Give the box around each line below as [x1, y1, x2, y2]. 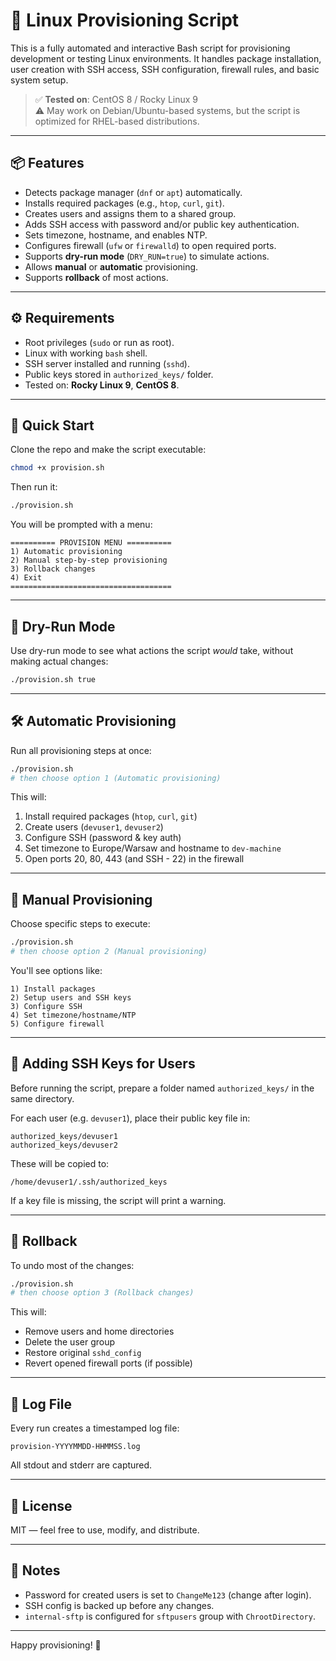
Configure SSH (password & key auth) [24, 832, 182, 844]
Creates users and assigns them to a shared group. [24, 207, 237, 219]
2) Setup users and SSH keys [10, 992, 132, 1003]
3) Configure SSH [10, 1001, 83, 1011]
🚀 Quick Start [10, 417, 95, 434]
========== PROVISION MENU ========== [10, 538, 172, 548]
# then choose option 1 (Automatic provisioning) [10, 773, 222, 783]
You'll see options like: [10, 964, 103, 976]
